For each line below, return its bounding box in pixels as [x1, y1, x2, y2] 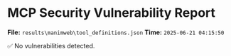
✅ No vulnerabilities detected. [7, 41, 95, 50]
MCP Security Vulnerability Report [7, 5, 215, 21]
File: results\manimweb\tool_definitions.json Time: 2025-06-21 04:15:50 [7, 28, 225, 36]
